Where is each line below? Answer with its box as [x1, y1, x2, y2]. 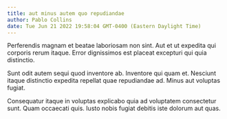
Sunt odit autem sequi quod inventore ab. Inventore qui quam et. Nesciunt [7, 69, 217, 77]
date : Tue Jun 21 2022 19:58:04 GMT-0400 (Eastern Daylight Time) [7, 23, 202, 29]
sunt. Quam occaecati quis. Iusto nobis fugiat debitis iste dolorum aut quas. [7, 104, 221, 113]
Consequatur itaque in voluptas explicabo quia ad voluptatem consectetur [7, 97, 217, 105]
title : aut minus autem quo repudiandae [7, 10, 125, 17]
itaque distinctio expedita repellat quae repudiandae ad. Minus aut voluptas [7, 77, 221, 85]
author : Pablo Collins [7, 16, 72, 23]
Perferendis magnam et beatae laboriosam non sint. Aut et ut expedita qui [7, 42, 217, 50]
